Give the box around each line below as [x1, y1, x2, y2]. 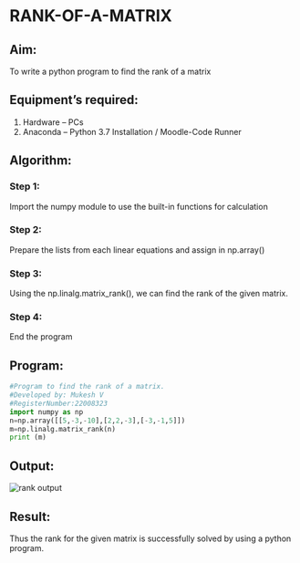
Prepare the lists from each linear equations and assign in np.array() [9, 244, 265, 255]
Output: [9, 458, 55, 474]
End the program [9, 331, 73, 342]
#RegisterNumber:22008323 [9, 399, 108, 408]
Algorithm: [9, 152, 72, 169]
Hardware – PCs [22, 116, 84, 128]
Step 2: [9, 224, 43, 236]
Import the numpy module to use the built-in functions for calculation [9, 201, 269, 212]
